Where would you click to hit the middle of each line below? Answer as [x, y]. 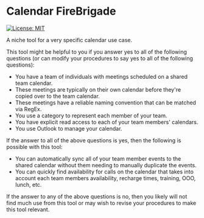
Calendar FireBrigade [61, 11]
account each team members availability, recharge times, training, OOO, [105, 178]
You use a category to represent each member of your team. [91, 115]
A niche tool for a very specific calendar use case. [69, 40]
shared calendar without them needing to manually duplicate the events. [106, 165]
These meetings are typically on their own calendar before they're [98, 89]
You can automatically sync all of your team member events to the [98, 158]
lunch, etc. [28, 184]
